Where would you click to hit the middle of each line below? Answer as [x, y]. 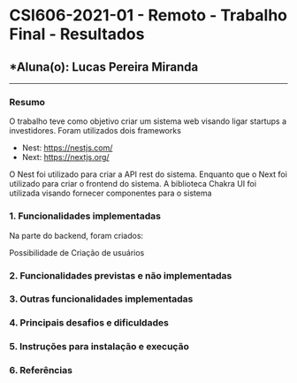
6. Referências [41, 371]
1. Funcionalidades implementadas [85, 216]
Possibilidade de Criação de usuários [77, 252]
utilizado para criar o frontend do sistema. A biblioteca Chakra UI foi [133, 184]
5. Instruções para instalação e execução [99, 347]
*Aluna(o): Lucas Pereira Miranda [104, 67]
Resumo [27, 102]
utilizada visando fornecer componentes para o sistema [110, 193]
